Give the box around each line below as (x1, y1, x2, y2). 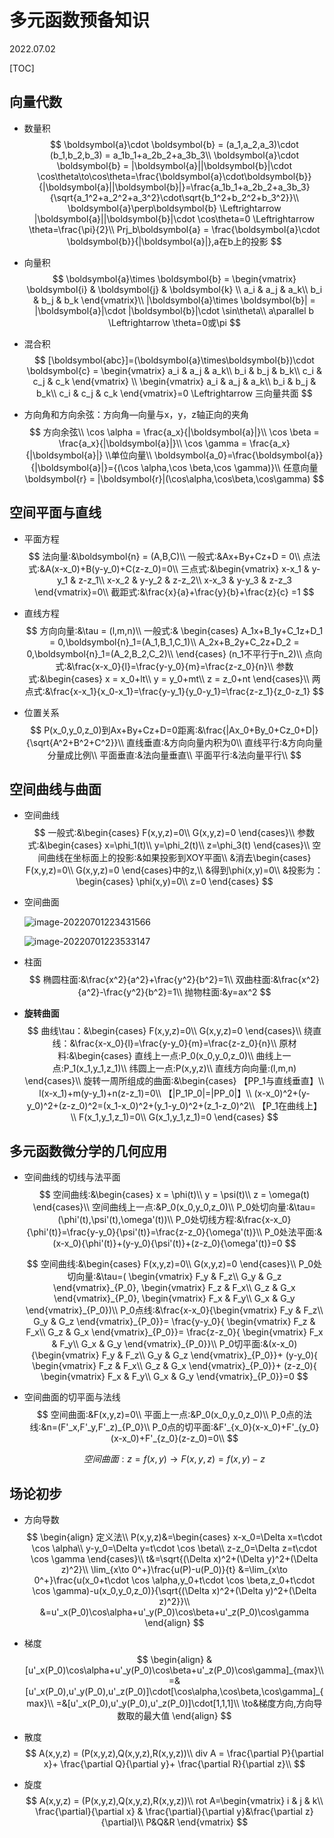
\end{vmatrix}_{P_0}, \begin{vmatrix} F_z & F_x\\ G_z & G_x (53, 1282, 296, 1294)
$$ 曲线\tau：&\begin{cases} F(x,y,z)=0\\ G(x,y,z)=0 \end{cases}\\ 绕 (27, 1025, 314, 1037)
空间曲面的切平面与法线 (23, 1391, 121, 1403)
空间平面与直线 (9, 504, 102, 521)
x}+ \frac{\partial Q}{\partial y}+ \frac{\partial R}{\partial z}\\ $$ (43, 1758, 306, 1770)
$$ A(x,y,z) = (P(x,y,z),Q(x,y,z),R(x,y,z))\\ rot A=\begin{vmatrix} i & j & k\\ (25, 1795, 324, 1806)
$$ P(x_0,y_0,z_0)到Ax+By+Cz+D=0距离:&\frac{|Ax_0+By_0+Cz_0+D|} (30, 724, 319, 736)
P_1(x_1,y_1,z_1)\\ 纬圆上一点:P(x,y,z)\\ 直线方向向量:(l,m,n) (63, 1062, 297, 1075)
